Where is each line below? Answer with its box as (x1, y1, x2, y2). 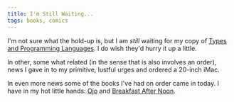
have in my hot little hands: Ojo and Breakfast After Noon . (7, 86, 176, 95)
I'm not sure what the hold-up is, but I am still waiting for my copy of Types (7, 36, 227, 45)
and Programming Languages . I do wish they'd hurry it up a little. (7, 44, 197, 52)
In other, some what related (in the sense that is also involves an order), (7, 57, 217, 66)
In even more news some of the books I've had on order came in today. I (7, 79, 219, 87)
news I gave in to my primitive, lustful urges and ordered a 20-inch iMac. (7, 65, 220, 74)
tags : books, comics (7, 17, 69, 24)
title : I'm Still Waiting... (7, 10, 94, 18)
